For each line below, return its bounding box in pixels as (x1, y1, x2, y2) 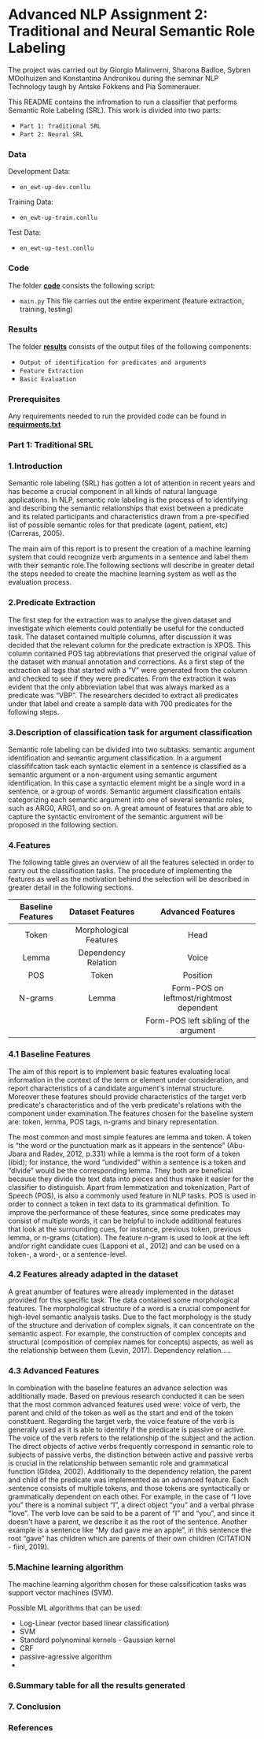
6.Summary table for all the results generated (8, 1680, 186, 1691)
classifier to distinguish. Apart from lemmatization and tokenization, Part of (8, 1182, 251, 1191)
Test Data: (8, 228, 42, 237)
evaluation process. (8, 578, 72, 587)
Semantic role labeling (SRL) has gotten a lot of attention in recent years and (8, 478, 255, 488)
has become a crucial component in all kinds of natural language (8, 487, 218, 496)
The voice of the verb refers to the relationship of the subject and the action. (8, 1433, 256, 1443)
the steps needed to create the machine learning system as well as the (8, 569, 237, 578)
